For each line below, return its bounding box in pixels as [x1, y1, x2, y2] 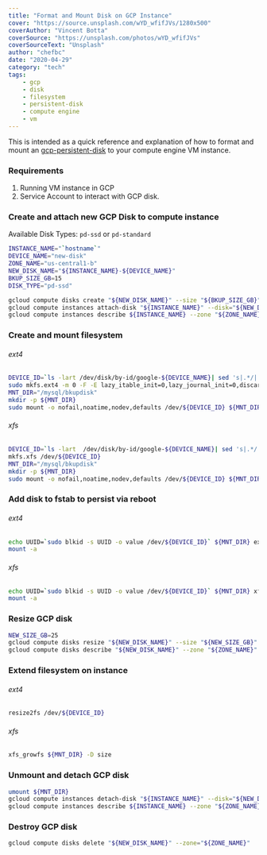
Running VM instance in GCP [19, 184, 115, 193]
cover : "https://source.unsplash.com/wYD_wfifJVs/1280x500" [8, 19, 212, 27]
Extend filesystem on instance [8, 665, 129, 676]
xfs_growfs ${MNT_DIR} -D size [8, 751, 112, 759]
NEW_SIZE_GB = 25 [8, 631, 59, 640]
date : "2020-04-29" [8, 56, 73, 64]
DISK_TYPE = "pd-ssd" [8, 281, 73, 290]
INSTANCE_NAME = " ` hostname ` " [8, 245, 102, 253]
